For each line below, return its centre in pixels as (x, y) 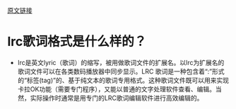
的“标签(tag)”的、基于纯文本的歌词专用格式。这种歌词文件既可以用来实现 (123, 80)
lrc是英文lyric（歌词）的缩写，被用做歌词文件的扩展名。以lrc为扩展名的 (121, 62)
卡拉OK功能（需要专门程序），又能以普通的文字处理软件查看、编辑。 (116, 89)
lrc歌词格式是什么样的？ (77, 42)
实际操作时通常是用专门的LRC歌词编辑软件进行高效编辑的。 (117, 98)
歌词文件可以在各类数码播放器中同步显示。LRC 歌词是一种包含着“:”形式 (121, 71)
